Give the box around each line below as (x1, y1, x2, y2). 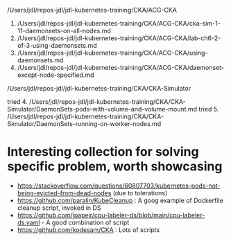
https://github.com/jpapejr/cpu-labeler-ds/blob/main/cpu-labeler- (17, 211, 205, 219)
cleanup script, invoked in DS (17, 204, 101, 212)
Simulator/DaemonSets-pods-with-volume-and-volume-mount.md (7, 105, 198, 113)
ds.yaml (17, 218, 40, 226)
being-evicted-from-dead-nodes (17, 188, 112, 197)
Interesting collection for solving (7, 144, 199, 160)
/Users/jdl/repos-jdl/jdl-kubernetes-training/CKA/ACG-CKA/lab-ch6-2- (17, 34, 221, 42)
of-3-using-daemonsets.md (17, 42, 97, 49)
